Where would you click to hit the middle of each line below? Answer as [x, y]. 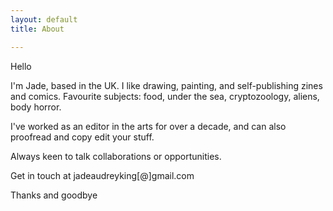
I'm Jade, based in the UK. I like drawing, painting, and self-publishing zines [166, 85]
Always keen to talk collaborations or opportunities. [116, 156]
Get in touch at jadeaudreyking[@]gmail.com [102, 175]
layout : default [44, 19]
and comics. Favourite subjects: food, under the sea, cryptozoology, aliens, [165, 96]
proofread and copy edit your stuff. [82, 137]
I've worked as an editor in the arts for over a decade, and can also [148, 126]
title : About [37, 29]
